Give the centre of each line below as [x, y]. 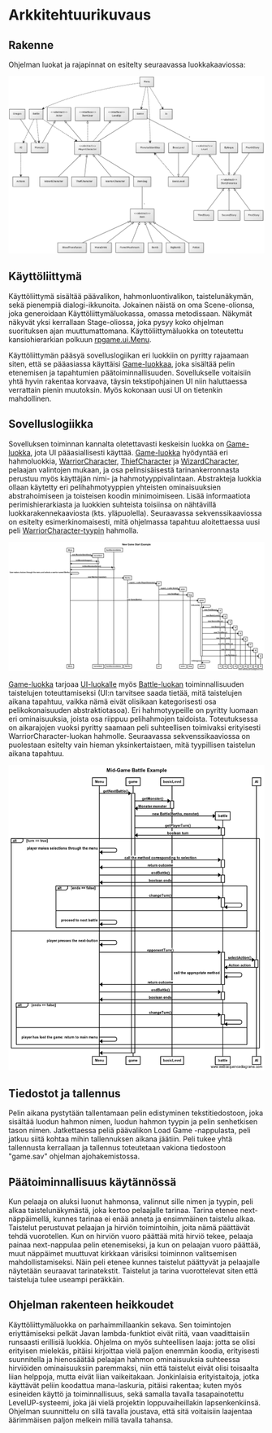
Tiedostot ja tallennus [65, 1093]
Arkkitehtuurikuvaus [80, 15]
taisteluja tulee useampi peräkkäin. [67, 1279]
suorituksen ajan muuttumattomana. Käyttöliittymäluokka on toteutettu [126, 331]
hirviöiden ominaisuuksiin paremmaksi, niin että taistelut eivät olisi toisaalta [134, 1368]
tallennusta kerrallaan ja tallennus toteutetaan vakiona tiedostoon [117, 1148]
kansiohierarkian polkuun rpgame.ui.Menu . [80, 339]
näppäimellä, [30, 1219]
